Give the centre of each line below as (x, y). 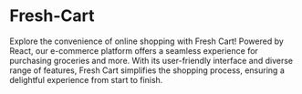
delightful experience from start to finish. (86, 79)
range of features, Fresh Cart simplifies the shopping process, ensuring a (147, 70)
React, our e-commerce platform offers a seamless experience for (134, 50)
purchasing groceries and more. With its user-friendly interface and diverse (151, 60)
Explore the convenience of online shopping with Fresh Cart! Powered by (147, 41)
